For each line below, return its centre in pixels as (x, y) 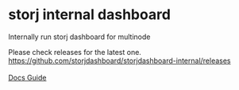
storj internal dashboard (89, 15)
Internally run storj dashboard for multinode (79, 37)
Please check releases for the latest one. (75, 52)
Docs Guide (27, 77)
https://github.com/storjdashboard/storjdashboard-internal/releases (120, 61)
